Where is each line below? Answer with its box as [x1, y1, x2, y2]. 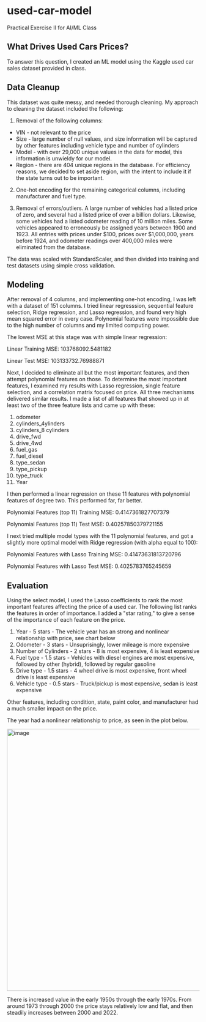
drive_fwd [15, 433, 42, 441]
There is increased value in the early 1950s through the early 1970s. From [7, 996, 192, 1004]
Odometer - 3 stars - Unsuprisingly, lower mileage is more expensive [15, 641, 190, 649]
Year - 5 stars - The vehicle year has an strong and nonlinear [15, 628, 170, 635]
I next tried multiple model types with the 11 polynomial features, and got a [7, 532, 194, 540]
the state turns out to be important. [15, 174, 105, 181]
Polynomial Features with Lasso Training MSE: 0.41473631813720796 [7, 551, 182, 558]
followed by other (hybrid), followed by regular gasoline [15, 660, 156, 668]
